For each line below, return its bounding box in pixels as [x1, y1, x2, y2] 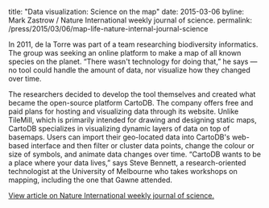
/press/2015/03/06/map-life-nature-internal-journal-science [8, 24, 209, 33]
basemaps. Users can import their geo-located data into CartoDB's [8, 132, 231, 142]
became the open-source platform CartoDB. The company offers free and [8, 98, 254, 107]
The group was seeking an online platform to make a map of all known [8, 48, 242, 57]
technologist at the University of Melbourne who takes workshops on [8, 167, 238, 176]
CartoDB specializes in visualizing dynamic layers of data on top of [8, 124, 230, 133]
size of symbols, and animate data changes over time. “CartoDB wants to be [8, 149, 262, 159]
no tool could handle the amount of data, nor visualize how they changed [8, 65, 251, 75]
